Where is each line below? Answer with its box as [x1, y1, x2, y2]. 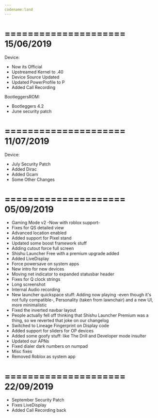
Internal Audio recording [11, 287, 61, 292]
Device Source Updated [11, 74, 60, 80]
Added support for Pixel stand [11, 235, 72, 241]
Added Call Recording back [11, 407, 66, 413]
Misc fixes [11, 349, 32, 354]
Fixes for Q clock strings [11, 276, 61, 282]
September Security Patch [11, 397, 64, 403]
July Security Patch [11, 161, 51, 167]
